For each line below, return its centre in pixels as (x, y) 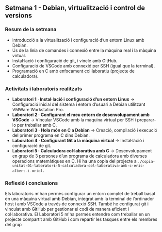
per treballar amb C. (37, 125)
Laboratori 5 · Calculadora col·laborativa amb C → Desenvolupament (82, 150)
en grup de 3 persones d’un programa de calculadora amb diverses (79, 156)
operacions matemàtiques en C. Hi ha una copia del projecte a (74, 161)
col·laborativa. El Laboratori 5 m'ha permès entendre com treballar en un (78, 214)
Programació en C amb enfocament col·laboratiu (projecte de (73, 71)
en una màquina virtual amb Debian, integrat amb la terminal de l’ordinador (80, 199)
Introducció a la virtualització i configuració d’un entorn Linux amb (78, 40)
